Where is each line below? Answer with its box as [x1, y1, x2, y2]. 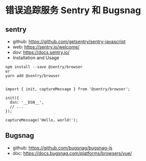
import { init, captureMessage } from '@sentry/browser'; [5, 87, 130, 92]
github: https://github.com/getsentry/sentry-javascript [12, 38, 126, 45]
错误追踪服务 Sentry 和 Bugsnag [5, 5, 141, 16]
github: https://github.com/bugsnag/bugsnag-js [12, 145, 113, 151]
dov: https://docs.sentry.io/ [12, 49, 70, 55]
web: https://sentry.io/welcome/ [12, 44, 80, 50]
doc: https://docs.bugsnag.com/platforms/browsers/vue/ [12, 150, 132, 156]
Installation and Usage [12, 55, 60, 61]
